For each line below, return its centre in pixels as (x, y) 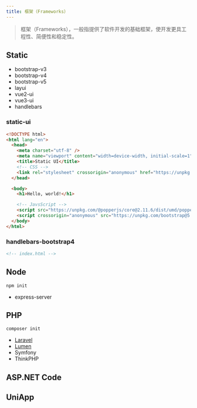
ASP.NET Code (34, 377)
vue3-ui (24, 101)
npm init (17, 286)
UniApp (20, 397)
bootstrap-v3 (30, 69)
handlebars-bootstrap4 (40, 242)
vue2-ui (24, 94)
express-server (33, 297)
